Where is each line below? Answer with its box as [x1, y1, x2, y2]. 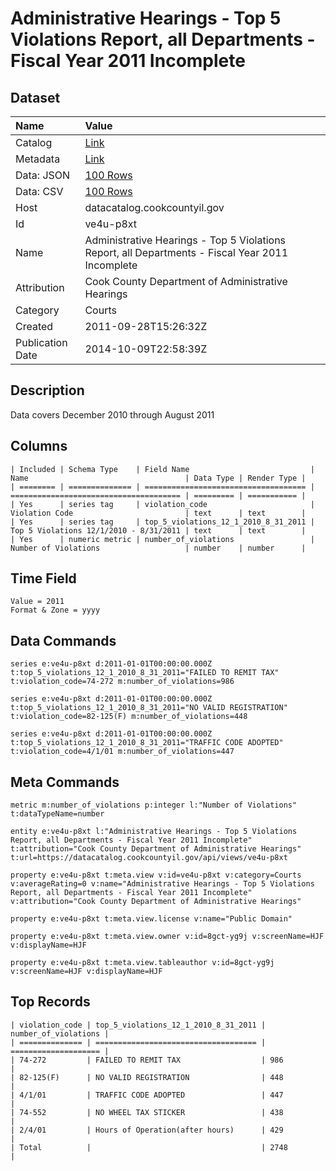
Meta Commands [10, 773, 120, 791]
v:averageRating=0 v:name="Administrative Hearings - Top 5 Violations [10, 879, 315, 889]
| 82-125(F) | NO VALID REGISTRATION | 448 [10, 1072, 284, 1082]
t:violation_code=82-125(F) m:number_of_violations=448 [10, 712, 248, 722]
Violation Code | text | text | [10, 508, 307, 518]
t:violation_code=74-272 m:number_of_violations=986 [10, 677, 235, 687]
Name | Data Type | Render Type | [10, 473, 307, 483]
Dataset [10, 89, 61, 106]
